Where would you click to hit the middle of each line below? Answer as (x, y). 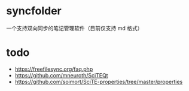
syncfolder (34, 11)
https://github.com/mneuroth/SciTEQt (62, 75)
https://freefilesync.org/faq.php (54, 69)
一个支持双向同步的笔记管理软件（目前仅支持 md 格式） (74, 28)
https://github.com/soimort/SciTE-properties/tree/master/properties (99, 81)
